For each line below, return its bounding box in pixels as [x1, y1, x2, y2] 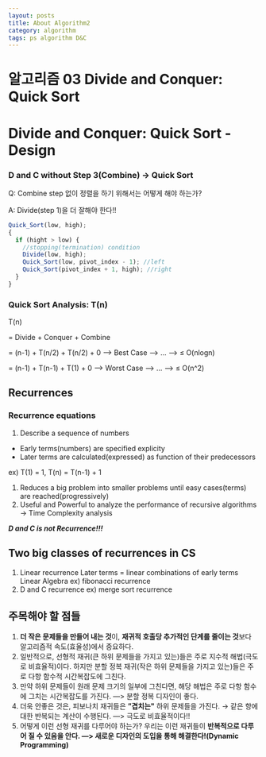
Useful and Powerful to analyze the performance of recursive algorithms [19, 500, 257, 509]
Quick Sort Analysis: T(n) [8, 299, 109, 310]
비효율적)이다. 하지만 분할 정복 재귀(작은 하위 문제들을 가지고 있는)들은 [28, 662, 246, 671]
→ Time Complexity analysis [19, 508, 113, 517]
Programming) [19, 740, 69, 750]
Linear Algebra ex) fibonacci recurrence [19, 576, 151, 585]
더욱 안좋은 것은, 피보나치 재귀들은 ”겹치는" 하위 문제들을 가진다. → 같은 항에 [19, 701, 258, 711]
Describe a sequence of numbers [19, 428, 129, 438]
